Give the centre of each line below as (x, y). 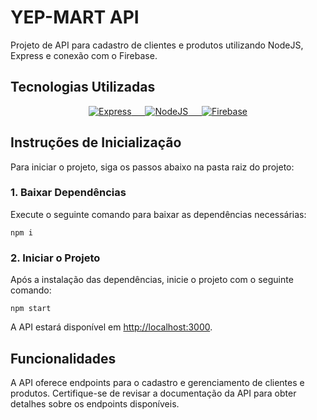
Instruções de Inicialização (96, 142)
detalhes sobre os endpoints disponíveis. (95, 403)
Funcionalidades (63, 358)
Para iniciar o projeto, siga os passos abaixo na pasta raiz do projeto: (152, 167)
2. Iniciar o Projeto (55, 258)
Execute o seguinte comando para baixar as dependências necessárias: (158, 214)
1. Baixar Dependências (68, 193)
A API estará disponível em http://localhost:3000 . (111, 327)
